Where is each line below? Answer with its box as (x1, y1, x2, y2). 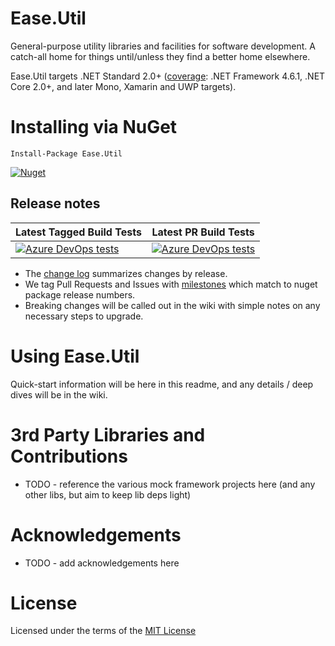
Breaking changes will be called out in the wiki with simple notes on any (24, 299, 321, 311)
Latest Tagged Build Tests (15, 225, 142, 239)
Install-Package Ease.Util (10, 148, 123, 159)
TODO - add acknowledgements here (24, 557, 180, 569)
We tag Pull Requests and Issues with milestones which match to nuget (24, 278, 318, 290)
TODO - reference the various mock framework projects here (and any (24, 478, 316, 490)
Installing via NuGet (10, 116, 178, 139)
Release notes (10, 195, 101, 212)
